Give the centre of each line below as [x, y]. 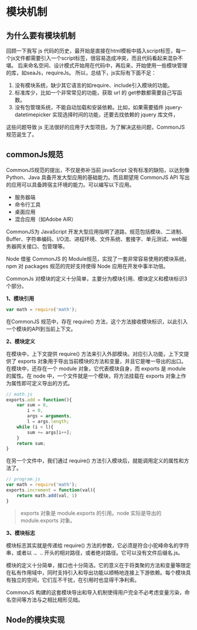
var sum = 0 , [33, 405]
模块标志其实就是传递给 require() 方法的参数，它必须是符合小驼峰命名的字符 [98, 545]
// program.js [23, 479]
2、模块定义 [21, 341]
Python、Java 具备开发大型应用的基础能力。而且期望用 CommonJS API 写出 [98, 177]
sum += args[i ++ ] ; [50, 432]
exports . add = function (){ [39, 400]
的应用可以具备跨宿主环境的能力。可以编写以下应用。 [70, 184]
